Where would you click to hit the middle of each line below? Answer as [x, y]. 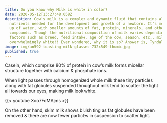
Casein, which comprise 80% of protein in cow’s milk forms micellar [75, 65]
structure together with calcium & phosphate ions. [56, 70]
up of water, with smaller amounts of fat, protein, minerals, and [81, 28]
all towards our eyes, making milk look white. [51, 91]
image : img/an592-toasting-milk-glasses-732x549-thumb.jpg [68, 47]
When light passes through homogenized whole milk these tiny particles [79, 80]
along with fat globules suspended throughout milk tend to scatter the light [82, 85]
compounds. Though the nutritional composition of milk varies [76, 33]
